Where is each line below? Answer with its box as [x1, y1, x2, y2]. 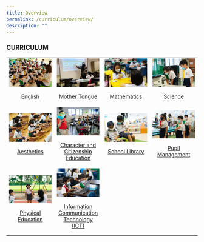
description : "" [6, 22, 47, 29]
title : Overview [6, 10, 47, 16]
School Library [107, 147, 144, 155]
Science [163, 93, 184, 100]
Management [157, 151, 191, 158]
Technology [63, 215, 93, 223]
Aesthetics [17, 147, 44, 155]
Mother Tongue [58, 93, 98, 100]
